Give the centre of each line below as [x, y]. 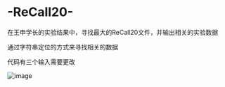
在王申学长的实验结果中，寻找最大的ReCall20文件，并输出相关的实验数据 [113, 32]
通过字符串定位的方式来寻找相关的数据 [63, 47]
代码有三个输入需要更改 [41, 62]
